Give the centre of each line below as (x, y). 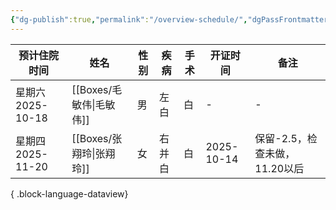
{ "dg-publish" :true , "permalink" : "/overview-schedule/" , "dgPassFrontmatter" (171, 19)
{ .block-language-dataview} (69, 193)
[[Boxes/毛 (97, 89)
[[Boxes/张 (97, 138)
